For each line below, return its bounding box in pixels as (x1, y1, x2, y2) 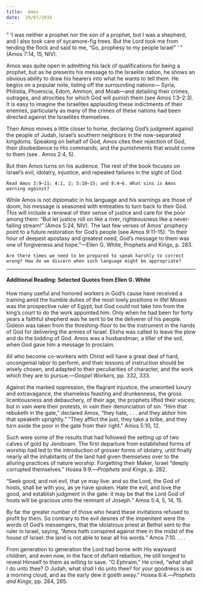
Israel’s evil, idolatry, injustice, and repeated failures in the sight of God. (6, 168, 183, 175)
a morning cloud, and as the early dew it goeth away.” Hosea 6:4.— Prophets (6, 571, 195, 578)
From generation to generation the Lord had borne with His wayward (6, 545, 176, 552)
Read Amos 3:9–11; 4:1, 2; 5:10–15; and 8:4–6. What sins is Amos (6, 180, 176, 186)
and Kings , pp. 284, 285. (6, 577, 68, 585)
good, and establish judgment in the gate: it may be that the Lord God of (6, 490, 185, 498)
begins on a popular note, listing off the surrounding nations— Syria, (6, 81, 176, 88)
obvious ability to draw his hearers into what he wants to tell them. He (6, 75, 179, 82)
